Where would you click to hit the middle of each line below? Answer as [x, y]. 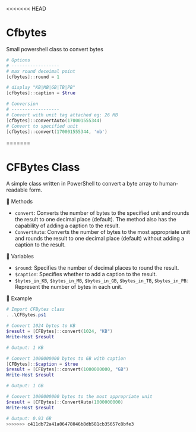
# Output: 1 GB [25, 386]
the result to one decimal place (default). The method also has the [95, 220]
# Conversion [22, 104]
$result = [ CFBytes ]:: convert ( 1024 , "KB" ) [59, 331]
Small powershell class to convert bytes [55, 49]
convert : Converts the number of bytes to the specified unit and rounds [102, 213]
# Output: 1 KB [25, 348]
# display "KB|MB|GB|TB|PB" [41, 88]
